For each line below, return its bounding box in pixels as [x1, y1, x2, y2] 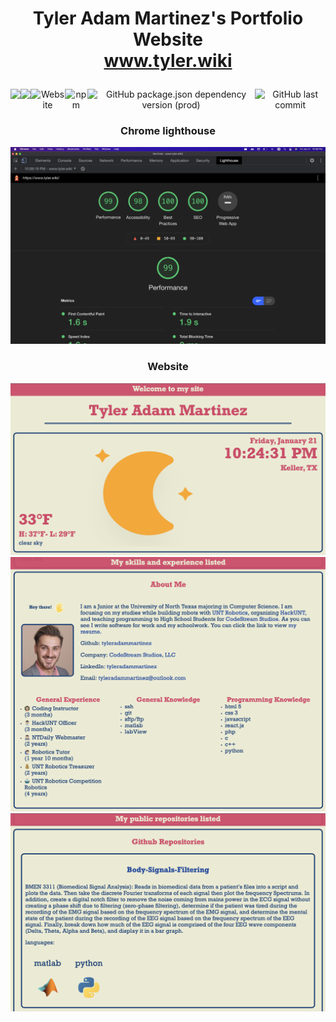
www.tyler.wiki [103, 50, 233, 72]
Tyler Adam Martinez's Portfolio [32, 7, 304, 30]
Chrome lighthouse [120, 124, 216, 138]
